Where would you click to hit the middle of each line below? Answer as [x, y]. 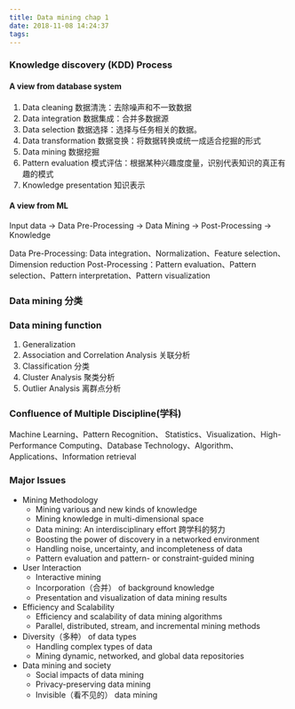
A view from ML [39, 206]
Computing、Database [100, 446]
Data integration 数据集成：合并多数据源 [95, 118]
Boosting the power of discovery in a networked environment [147, 539]
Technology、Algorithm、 [191, 446]
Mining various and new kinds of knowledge [116, 509]
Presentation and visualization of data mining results [131, 597]
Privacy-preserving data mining [93, 684]
